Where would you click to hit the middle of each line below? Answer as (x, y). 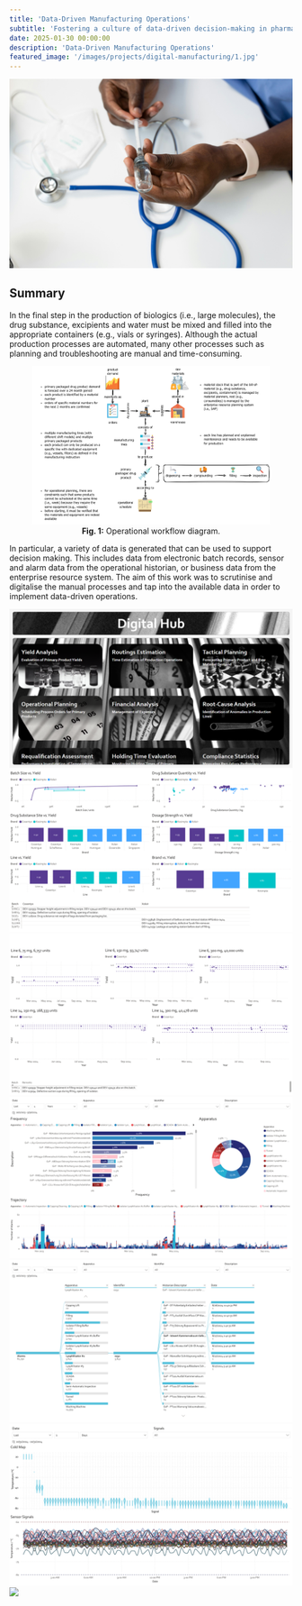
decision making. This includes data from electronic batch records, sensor (147, 558)
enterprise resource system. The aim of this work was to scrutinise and (141, 577)
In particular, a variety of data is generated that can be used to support (141, 548)
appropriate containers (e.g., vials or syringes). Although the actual (133, 334)
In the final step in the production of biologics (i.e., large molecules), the (142, 315)
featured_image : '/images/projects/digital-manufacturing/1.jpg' (134, 57)
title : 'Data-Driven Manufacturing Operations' (100, 19)
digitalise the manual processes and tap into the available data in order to (145, 587)
